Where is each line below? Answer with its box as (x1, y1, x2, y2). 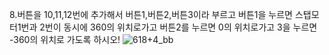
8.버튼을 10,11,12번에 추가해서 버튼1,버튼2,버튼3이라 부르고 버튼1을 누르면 (9, 9, 293, 20)
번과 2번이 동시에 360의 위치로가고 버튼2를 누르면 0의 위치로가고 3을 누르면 (20, 21, 318, 33)
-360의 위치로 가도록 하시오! (9, 34, 121, 45)
